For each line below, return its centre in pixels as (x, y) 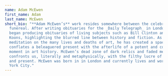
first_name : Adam (23, 14)
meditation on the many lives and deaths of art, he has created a (81, 42)
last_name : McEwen (24, 19)
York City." (22, 65)
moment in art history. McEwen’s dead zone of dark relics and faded (83, 51)
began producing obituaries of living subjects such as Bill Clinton (83, 33)
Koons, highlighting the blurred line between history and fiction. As (86, 38)
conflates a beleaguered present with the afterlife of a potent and (83, 47)
